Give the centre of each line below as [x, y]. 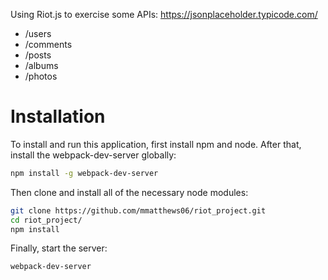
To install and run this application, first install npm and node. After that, [156, 144]
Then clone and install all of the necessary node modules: [129, 192]
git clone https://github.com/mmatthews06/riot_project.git [138, 210]
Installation [58, 116]
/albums [41, 65]
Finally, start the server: [59, 248]
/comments [48, 44]
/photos [41, 76]
